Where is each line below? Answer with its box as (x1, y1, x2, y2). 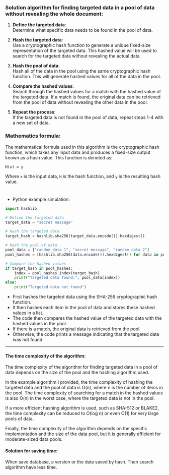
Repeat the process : (12, 109, 56, 115)
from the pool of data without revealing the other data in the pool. (12, 99, 148, 105)
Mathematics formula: (5, 133, 61, 140)
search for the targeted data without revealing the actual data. (12, 53, 141, 59)
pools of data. (5, 415, 34, 422)
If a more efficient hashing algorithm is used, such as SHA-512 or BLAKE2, (5, 405, 159, 411)
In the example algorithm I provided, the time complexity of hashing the (5, 379, 153, 385)
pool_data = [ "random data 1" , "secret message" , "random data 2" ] (5, 248, 150, 253)
